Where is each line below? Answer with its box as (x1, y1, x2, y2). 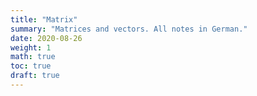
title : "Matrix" (10, 14, 78, 25)
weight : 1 (10, 42, 52, 53)
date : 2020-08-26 (10, 33, 83, 43)
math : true (10, 52, 56, 62)
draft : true (10, 71, 60, 81)
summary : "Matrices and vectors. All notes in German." (10, 24, 248, 34)
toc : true (10, 61, 52, 71)
